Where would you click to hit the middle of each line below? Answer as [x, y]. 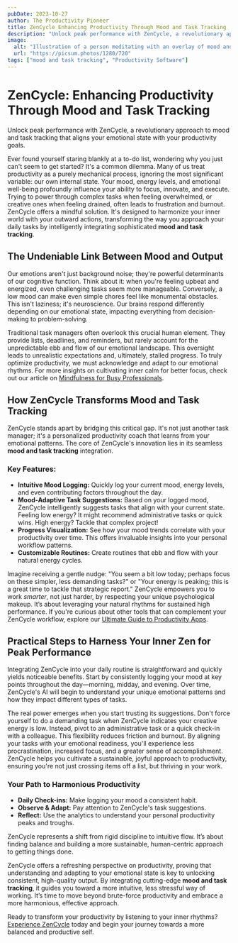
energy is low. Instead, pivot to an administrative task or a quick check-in [114, 729]
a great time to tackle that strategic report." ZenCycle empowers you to [111, 589]
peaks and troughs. [46, 822]
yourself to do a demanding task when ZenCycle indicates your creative [112, 721]
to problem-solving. [59, 319]
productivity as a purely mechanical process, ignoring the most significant [115, 174]
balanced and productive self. [51, 932]
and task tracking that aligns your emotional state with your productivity [112, 137]
